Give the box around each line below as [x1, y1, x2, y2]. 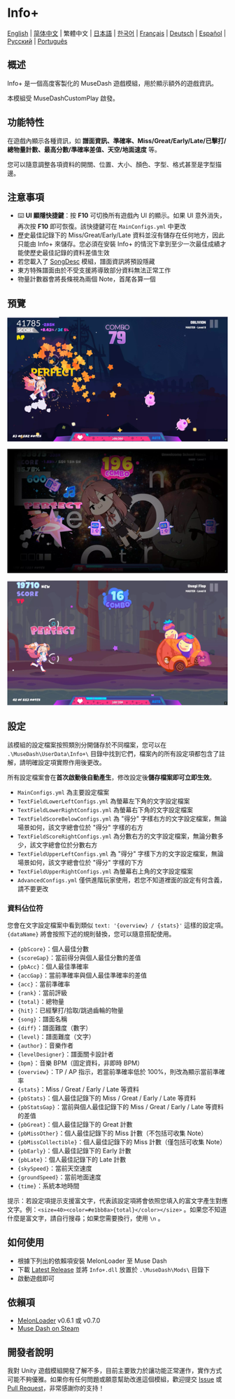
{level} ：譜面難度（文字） [17, 1032, 95, 1040]
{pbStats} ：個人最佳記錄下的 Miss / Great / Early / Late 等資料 [17, 1094, 197, 1102]
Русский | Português [7, 37, 68, 45]
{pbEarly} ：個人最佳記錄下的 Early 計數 [17, 1146, 131, 1155]
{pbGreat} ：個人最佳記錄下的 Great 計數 [17, 1120, 133, 1128]
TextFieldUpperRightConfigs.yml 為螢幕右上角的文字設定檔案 [17, 867, 194, 875]
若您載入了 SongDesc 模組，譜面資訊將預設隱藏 [17, 258, 155, 266]
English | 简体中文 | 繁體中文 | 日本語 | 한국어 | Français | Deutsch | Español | [7, 29, 226, 37]
